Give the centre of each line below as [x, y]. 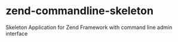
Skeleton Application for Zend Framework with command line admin [89, 27]
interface [17, 33]
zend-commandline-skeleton [79, 11]
